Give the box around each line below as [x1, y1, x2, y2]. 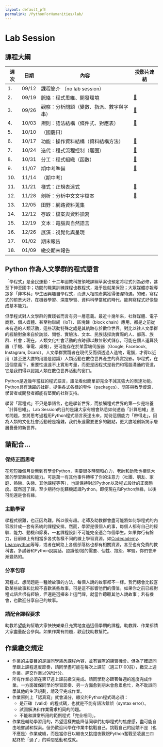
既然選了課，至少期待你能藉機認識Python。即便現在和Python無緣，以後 [13, 486, 157, 492]
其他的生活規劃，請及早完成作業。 [16, 688, 85, 694]
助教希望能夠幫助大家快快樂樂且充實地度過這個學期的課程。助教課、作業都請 [5, 622, 158, 628]
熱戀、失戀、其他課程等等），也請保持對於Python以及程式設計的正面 [13, 480, 149, 486]
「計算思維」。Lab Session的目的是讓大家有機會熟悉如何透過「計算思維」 [5, 407, 151, 413]
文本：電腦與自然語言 [41, 220, 90, 226]
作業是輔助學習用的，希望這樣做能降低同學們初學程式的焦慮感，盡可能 [12, 718, 153, 724]
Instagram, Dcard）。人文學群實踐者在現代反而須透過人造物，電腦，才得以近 [5, 350, 157, 355]
